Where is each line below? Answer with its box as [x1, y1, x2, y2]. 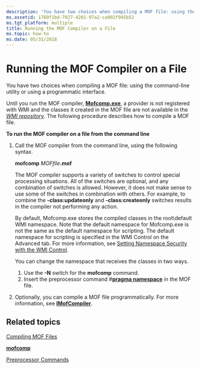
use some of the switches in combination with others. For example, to [14, 190, 186, 197]
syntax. [14, 148, 33, 155]
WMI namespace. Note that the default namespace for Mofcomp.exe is [14, 221, 189, 228]
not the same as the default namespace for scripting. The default [14, 227, 174, 234]
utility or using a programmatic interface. [6, 88, 106, 95]
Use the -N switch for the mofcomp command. [23, 269, 139, 276]
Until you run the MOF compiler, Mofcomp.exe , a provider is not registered [6, 100, 190, 107]
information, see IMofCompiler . [14, 299, 93, 307]
